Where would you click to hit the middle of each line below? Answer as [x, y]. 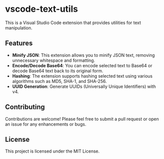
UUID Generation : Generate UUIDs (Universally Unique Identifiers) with [84, 86]
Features [19, 43]
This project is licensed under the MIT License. [52, 151]
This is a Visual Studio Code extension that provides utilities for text [73, 23]
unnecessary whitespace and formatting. [54, 60]
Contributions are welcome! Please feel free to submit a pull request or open [82, 119]
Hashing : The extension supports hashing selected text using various [82, 76]
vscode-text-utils [42, 9]
